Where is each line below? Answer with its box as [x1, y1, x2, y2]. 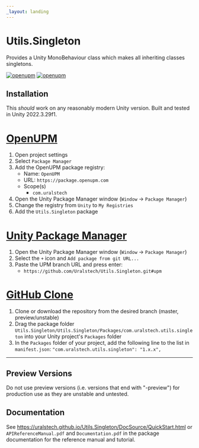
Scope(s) [23, 183, 46, 190]
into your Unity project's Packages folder [24, 333, 122, 340]
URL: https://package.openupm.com [23, 176, 109, 184]
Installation [6, 88, 49, 99]
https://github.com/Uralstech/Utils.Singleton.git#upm [23, 268, 162, 275]
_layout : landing [6, 8, 49, 15]
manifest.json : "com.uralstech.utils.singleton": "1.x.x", [14, 345, 162, 353]
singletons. [6, 60, 33, 67]
